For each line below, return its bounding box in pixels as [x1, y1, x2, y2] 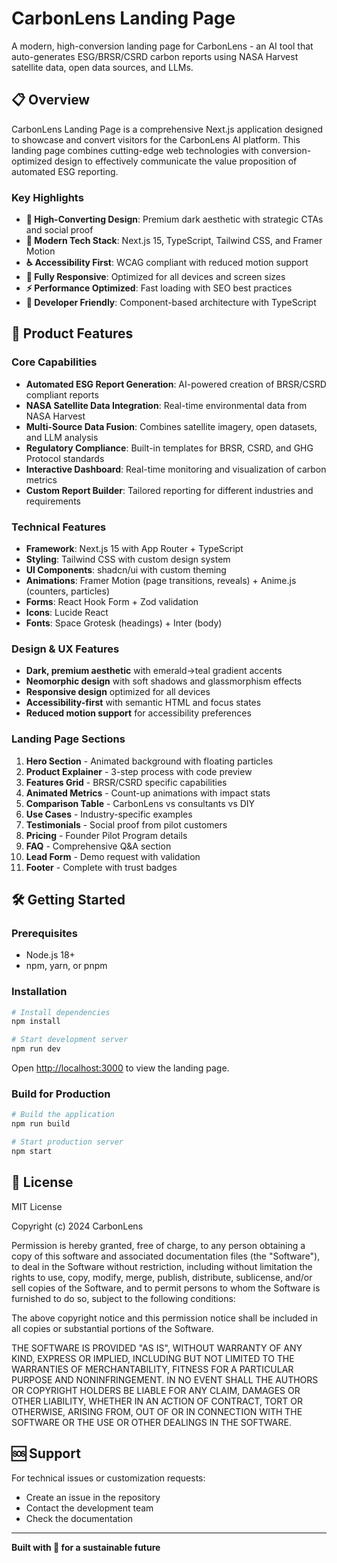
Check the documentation [25, 1512, 134, 1524]
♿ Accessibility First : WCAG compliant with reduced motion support [25, 257, 309, 269]
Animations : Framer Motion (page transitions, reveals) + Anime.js [25, 575, 297, 587]
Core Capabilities [11, 355, 98, 369]
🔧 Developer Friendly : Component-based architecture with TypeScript [25, 297, 317, 309]
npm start [11, 1147, 53, 1157]
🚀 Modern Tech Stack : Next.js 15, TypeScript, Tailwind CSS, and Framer [25, 235, 323, 247]
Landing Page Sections [11, 732, 126, 746]
